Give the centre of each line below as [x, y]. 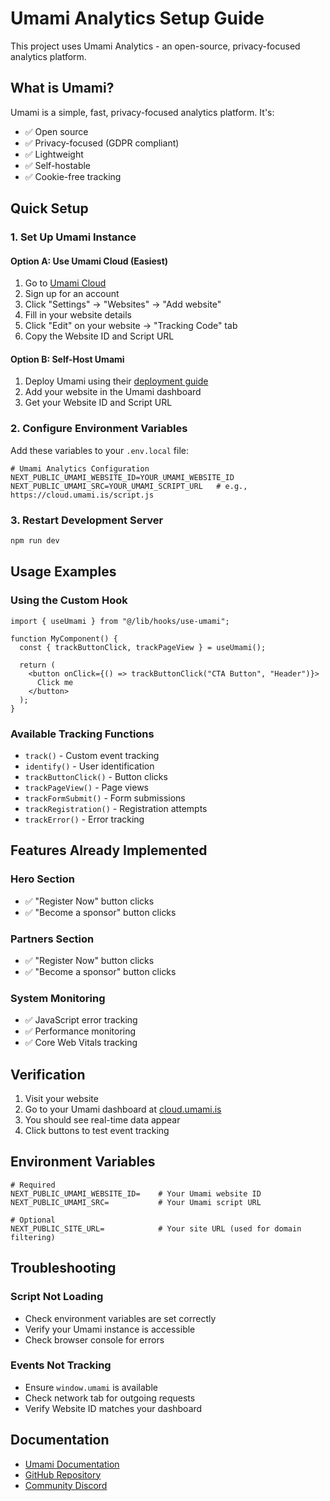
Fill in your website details [78, 315]
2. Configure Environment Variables [99, 429]
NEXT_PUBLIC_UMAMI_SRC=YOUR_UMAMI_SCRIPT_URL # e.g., [129, 486]
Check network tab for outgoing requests [110, 1398]
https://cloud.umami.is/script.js [82, 495]
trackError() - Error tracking [84, 819]
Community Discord [66, 1485]
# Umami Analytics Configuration [80, 468]
